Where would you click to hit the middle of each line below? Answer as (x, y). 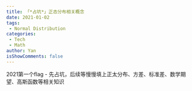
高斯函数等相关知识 (40, 81)
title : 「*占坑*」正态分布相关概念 (45, 12)
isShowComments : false (35, 56)
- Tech (17, 40)
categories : (21, 34)
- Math (17, 45)
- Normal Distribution (37, 28)
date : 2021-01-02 (28, 17)
